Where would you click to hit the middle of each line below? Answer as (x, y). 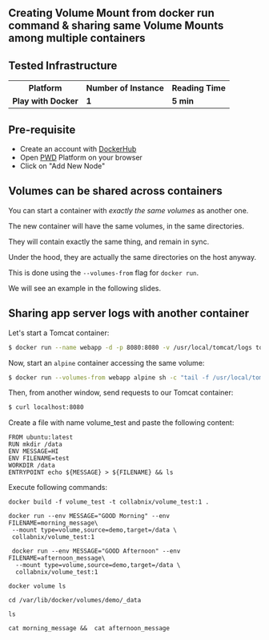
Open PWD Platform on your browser (81, 158)
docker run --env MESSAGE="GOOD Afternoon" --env (96, 551)
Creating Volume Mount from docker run (111, 13)
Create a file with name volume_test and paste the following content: (121, 423)
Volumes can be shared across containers (115, 191)
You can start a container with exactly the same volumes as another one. (128, 210)
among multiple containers (77, 38)
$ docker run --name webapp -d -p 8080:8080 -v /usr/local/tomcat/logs (130, 347)
